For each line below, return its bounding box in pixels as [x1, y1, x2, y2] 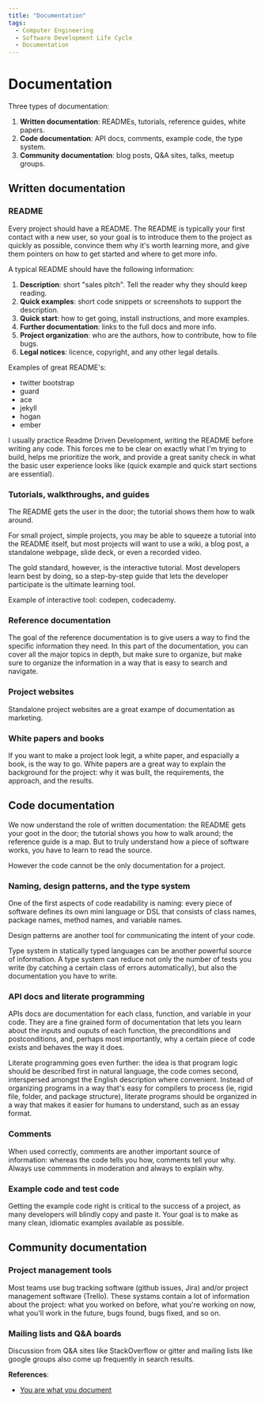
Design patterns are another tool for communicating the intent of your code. [8, 931, 256, 940]
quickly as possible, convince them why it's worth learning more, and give [8, 240, 250, 250]
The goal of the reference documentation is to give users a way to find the [8, 633, 251, 642]
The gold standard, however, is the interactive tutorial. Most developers [8, 563, 240, 573]
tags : [8, 19, 26, 27]
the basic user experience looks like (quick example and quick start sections [8, 461, 257, 470]
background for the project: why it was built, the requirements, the [8, 767, 224, 777]
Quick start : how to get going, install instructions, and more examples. [19, 313, 250, 323]
